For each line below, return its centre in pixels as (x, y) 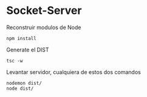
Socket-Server (44, 11)
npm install (21, 38)
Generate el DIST (28, 50)
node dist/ (20, 89)
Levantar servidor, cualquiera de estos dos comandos (73, 72)
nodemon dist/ (24, 83)
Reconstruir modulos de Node (44, 27)
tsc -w (15, 61)
